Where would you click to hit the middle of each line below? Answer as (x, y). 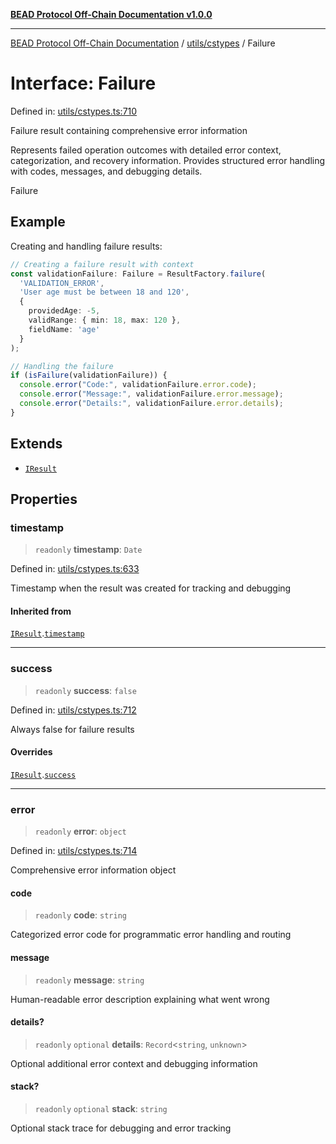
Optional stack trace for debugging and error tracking (121, 1128)
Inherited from (41, 611)
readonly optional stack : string (101, 1109)
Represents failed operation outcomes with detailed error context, (146, 150)
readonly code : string (80, 915)
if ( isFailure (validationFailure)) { (89, 375)
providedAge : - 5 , (64, 311)
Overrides (31, 752)
